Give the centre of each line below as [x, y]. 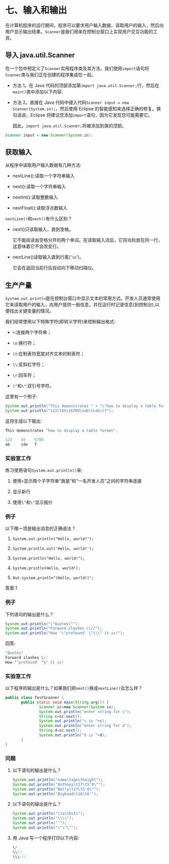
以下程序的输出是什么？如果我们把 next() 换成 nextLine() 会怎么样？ [74, 688]
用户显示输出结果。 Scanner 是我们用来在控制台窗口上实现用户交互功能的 [79, 31]
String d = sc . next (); [60, 730]
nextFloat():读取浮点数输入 [40, 208]
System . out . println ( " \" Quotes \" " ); [43, 624]
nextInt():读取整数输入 [35, 197]
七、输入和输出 [36, 10]
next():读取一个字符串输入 [39, 186]
